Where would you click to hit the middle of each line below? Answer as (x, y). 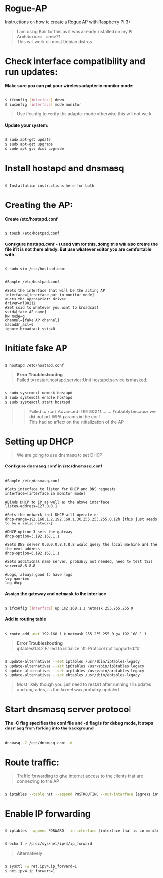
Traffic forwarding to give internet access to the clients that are (80, 776)
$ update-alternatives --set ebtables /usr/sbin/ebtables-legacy (72, 675)
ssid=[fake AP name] (26, 312)
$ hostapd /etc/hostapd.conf (34, 366)
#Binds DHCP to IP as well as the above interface (57, 502)
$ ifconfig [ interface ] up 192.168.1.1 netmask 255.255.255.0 (69, 608)
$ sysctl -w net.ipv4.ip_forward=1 (41, 867)
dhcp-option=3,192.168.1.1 (32, 536)
